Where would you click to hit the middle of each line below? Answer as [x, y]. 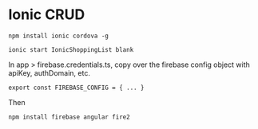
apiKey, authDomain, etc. [49, 72]
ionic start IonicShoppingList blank [71, 49]
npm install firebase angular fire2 [69, 117]
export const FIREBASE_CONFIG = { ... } [77, 88]
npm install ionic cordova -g [59, 36]
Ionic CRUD [47, 15]
